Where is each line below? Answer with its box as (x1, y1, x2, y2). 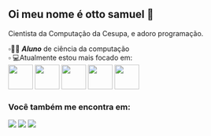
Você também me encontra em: (8, 101, 131, 112)
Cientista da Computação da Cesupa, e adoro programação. (8, 28, 204, 38)
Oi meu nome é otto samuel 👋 (8, 8, 154, 21)
